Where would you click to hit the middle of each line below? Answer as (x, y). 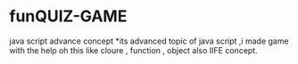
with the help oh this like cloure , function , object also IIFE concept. (133, 50)
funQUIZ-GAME (68, 16)
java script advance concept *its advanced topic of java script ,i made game (149, 41)
